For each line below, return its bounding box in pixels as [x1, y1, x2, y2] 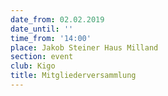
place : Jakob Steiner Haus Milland [10, 42, 159, 53]
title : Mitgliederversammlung [10, 71, 137, 81]
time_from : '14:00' [10, 33, 92, 43]
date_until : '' [10, 24, 74, 34]
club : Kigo [10, 61, 56, 71]
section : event [10, 52, 74, 62]
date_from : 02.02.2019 [10, 14, 105, 25]
